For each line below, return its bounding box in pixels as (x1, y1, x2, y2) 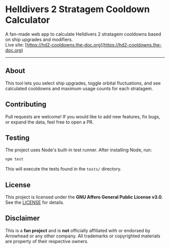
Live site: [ (5, 41, 27, 48)
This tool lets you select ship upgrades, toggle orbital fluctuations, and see (5, 80, 161, 86)
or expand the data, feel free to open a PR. (5, 119, 94, 125)
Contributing (5, 100, 47, 109)
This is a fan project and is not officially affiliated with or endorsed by (5, 227, 151, 233)
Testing (5, 133, 30, 142)
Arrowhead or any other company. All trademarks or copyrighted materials (5, 233, 160, 239)
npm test (5, 157, 24, 162)
